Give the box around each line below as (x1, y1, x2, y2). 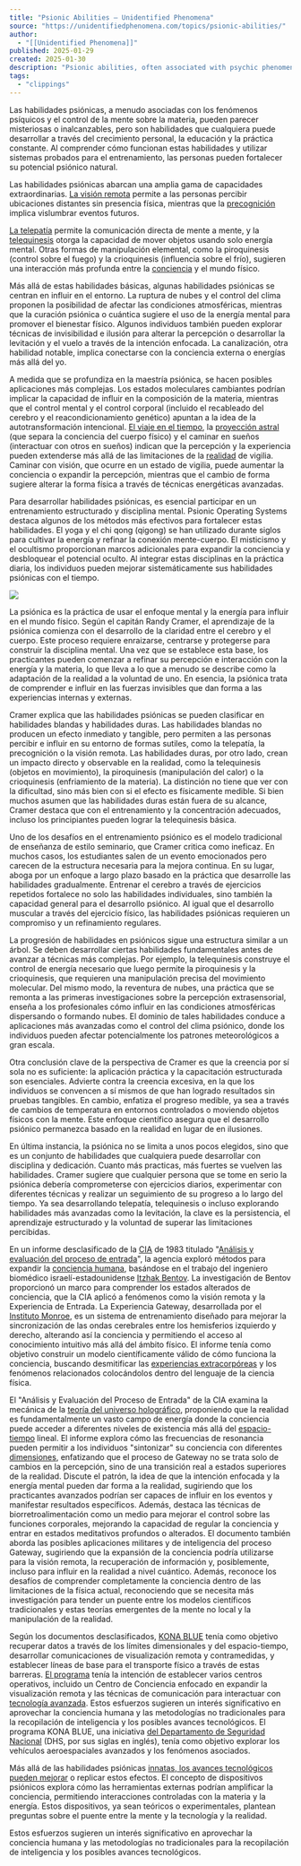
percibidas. (9, 1226, 51, 1237)
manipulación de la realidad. (9, 1613, 114, 1624)
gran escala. (9, 1039, 56, 1050)
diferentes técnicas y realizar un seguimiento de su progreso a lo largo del (9, 1188, 284, 1199)
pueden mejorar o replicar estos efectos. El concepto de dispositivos (9, 1772, 263, 1783)
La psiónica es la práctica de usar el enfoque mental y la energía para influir (9, 606, 289, 617)
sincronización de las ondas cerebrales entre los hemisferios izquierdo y (9, 1319, 277, 1331)
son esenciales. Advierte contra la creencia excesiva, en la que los (9, 1076, 255, 1086)
